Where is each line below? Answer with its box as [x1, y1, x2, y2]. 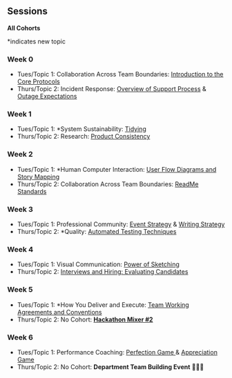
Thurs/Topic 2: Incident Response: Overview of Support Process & [17, 85, 207, 93]
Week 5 [7, 285, 33, 295]
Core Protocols [17, 77, 60, 86]
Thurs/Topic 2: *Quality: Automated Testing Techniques [17, 228, 177, 235]
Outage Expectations [17, 92, 77, 101]
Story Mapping [17, 172, 60, 181]
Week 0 [7, 54, 34, 64]
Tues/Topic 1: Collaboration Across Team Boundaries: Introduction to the [17, 70, 224, 79]
